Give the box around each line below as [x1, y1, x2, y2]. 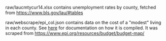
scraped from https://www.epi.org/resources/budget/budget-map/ [5, 30, 145, 36]
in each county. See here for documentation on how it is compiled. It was [5, 25, 158, 31]
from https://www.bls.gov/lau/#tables [5, 10, 83, 16]
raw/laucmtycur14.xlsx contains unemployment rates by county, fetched [5, 5, 156, 10]
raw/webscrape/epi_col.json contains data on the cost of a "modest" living [5, 20, 161, 25]
